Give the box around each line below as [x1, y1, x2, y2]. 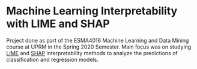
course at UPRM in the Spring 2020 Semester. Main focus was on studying [6, 43, 192, 50]
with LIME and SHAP [6, 17, 110, 31]
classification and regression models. [6, 56, 99, 63]
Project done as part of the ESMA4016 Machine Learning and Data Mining [6, 37, 189, 44]
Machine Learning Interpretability [6, 4, 178, 18]
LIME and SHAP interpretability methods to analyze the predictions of [6, 49, 178, 56]
